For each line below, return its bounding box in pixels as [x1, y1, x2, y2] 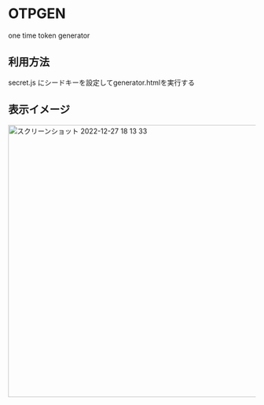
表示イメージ [8, 103, 71, 116]
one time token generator [8, 31, 90, 40]
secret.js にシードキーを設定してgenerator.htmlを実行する [8, 78, 195, 87]
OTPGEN [8, 5, 66, 23]
